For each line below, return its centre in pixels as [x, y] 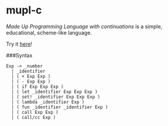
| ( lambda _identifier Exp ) [48, 102]
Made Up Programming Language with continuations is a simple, [84, 26]
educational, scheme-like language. [49, 32]
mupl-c [24, 10]
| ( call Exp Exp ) [35, 112]
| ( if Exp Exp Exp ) [38, 86]
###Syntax [19, 55]
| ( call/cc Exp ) [34, 117]
